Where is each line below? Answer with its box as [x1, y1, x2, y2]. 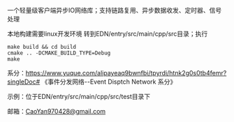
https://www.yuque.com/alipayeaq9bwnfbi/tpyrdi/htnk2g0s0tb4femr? [25, 69, 227, 77]
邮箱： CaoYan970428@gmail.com [7, 107, 106, 115]
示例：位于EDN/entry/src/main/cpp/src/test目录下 [7, 93, 151, 100]
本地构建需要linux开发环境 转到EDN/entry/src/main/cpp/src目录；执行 [7, 30, 208, 38]
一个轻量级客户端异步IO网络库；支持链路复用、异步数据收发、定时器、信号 [7, 6, 222, 14]
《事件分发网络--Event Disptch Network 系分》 [41, 77, 177, 86]
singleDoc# [7, 77, 41, 86]
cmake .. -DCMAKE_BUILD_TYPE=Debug [7, 49, 111, 56]
